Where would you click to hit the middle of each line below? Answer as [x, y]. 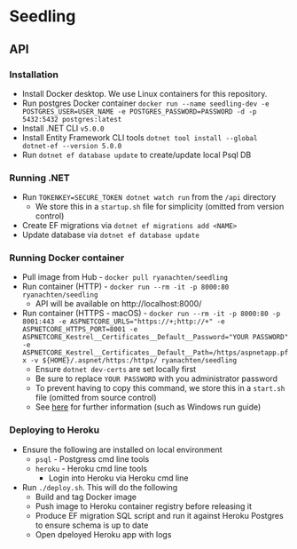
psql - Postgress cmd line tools [92, 458]
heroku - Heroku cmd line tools [91, 468]
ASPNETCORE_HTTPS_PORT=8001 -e [80, 330]
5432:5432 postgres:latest [72, 119]
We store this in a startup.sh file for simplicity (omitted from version [160, 207]
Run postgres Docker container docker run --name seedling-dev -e [145, 103]
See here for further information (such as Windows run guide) [148, 407]
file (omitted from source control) [96, 398]
